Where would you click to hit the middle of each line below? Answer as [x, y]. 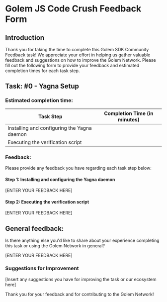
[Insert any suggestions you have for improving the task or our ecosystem [81, 279]
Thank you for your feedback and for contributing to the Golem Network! [80, 294]
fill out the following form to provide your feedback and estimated [72, 65]
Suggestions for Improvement [42, 268]
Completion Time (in [129, 113]
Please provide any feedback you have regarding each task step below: [78, 168]
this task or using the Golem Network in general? [55, 246]
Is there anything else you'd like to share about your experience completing [83, 241]
